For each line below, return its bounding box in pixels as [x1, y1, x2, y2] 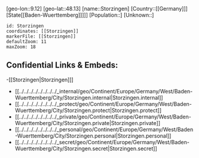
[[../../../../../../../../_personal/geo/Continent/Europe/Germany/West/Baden [14, 126, 194, 133]
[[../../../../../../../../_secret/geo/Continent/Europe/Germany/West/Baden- [14, 138, 190, 145]
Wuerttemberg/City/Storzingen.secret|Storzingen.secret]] [14, 145, 157, 152]
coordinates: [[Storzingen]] [6, 28, 79, 34]
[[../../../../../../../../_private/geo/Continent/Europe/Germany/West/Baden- [14, 113, 191, 120]
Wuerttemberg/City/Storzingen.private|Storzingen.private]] [14, 119, 161, 126]
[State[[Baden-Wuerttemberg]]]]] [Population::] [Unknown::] [6, 11, 154, 19]
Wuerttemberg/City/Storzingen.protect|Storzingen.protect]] [14, 107, 162, 114]
